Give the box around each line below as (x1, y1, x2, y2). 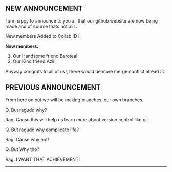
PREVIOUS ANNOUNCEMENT (5, 83, 101, 92)
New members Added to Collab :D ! (5, 33, 80, 39)
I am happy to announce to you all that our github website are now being (5, 17, 158, 24)
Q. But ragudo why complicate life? (5, 126, 79, 133)
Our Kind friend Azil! (12, 58, 56, 64)
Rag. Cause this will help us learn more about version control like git (5, 116, 148, 122)
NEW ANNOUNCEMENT (5, 4, 83, 13)
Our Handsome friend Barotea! (12, 53, 78, 59)
